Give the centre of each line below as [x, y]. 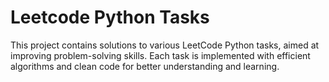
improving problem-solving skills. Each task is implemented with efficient [160, 55]
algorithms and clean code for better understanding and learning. [145, 66]
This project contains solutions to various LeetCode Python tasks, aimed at [165, 45]
